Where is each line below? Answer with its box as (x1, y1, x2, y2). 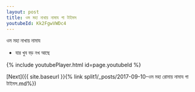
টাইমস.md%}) (6, 80, 36, 87)
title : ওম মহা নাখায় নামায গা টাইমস (6, 15, 77, 21)
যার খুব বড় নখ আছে (15, 49, 50, 57)
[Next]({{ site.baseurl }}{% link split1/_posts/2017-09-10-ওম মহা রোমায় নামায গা (6, 73, 189, 80)
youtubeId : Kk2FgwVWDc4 (6, 20, 67, 26)
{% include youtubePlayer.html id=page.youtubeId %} (6, 62, 142, 69)
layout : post (6, 9, 39, 15)
